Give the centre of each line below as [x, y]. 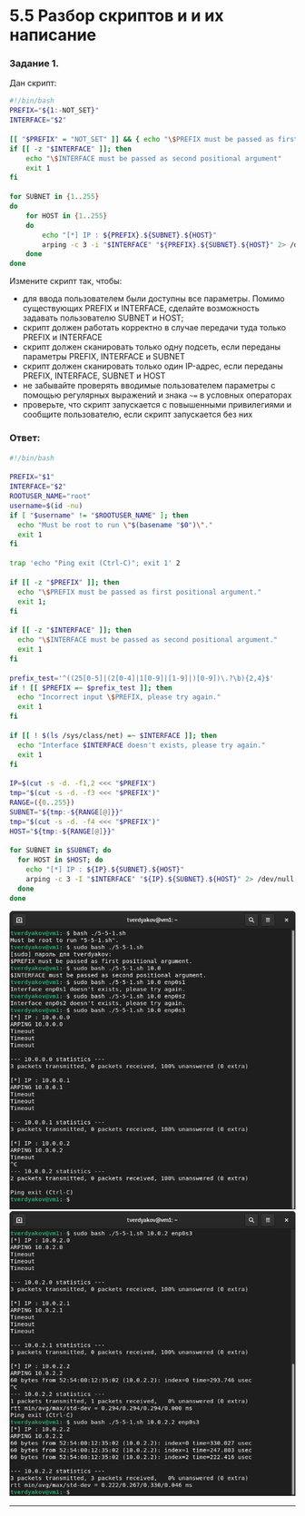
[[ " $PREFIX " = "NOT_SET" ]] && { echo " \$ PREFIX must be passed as [142, 139]
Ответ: [25, 438]
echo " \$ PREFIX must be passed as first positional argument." [139, 592]
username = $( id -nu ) [46, 506]
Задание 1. [34, 64]
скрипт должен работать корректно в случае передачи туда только [154, 328]
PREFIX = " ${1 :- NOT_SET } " [54, 111]
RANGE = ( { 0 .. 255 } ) [42, 803]
